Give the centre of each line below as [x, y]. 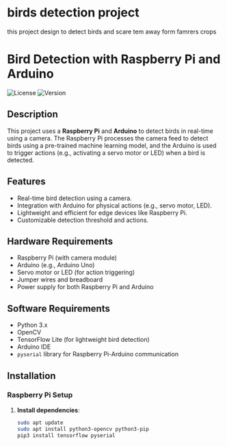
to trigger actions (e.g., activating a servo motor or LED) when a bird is [106, 153]
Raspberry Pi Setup [40, 395]
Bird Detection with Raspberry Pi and [114, 59]
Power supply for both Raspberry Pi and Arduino [85, 287]
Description [32, 114]
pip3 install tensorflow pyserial [66, 435]
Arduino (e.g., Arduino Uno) [56, 265]
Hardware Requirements [60, 241]
